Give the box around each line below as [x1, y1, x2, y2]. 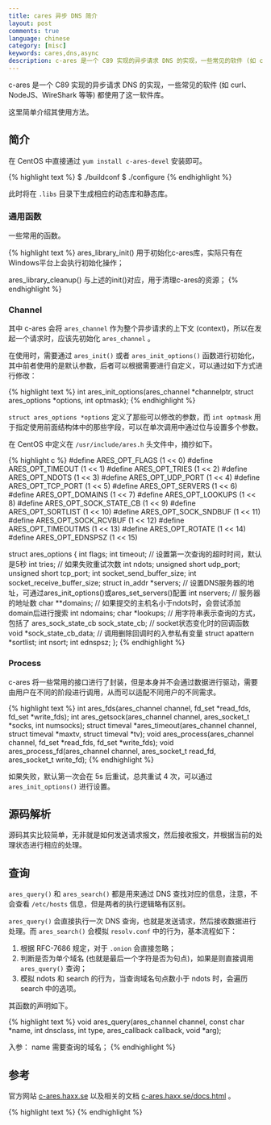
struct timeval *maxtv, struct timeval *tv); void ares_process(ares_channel [8, 729, 254, 739]
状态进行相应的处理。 [15, 840, 86, 850]
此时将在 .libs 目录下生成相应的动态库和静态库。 [8, 189, 172, 198]
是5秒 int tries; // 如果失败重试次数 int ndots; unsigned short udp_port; [8, 560, 240, 569]
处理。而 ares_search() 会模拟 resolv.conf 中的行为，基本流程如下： [8, 927, 238, 936]
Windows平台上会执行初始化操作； [8, 257, 125, 267]
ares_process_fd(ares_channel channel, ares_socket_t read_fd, [8, 746, 216, 756]
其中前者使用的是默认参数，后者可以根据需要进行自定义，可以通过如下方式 [8, 360, 256, 371]
